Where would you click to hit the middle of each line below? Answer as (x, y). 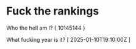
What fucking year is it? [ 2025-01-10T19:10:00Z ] (69, 39)
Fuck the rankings (53, 11)
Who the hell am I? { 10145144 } (46, 28)
